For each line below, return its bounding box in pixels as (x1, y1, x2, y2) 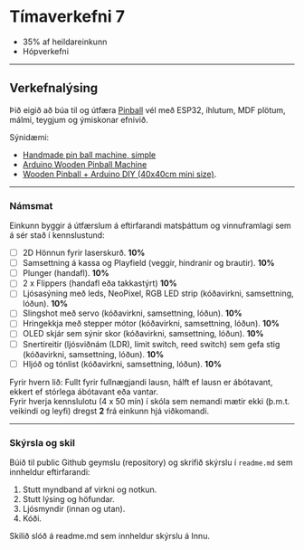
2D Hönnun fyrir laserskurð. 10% (22, 247, 146, 259)
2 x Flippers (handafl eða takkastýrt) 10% (22, 278, 178, 289)
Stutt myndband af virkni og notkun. (22, 484, 157, 495)
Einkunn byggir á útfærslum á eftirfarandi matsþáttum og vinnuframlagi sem (9, 220, 291, 232)
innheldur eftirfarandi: (9, 466, 90, 477)
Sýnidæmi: (9, 131, 50, 142)
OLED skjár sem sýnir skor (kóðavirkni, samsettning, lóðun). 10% (22, 328, 264, 339)
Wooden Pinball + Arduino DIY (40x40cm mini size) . (22, 168, 217, 179)
